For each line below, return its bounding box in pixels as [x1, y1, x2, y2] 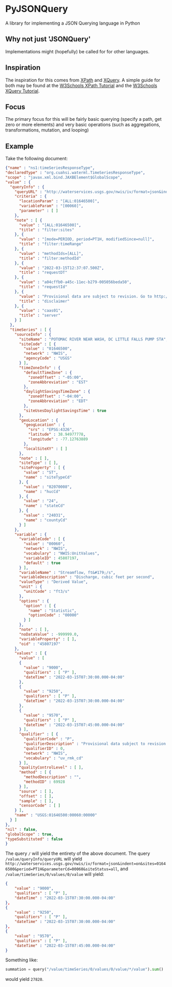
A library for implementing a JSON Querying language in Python [5, 20, 140, 26]
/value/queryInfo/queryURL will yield [5, 856, 82, 862]
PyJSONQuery [5, 3, 68, 15]
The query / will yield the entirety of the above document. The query [5, 850, 150, 856]
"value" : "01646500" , [24, 346, 72, 351]
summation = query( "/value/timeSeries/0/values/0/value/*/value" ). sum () [5, 967, 164, 972]
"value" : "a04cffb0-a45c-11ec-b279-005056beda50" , [18, 280, 132, 285]
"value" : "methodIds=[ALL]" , [18, 251, 83, 256]
